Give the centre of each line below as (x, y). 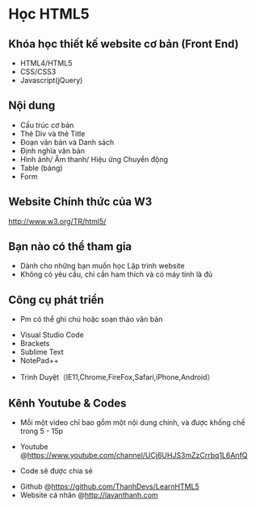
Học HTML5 (49, 14)
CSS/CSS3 (38, 72)
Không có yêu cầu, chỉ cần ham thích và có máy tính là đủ (116, 274)
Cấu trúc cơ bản (47, 125)
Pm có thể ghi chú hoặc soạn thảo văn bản (91, 319)
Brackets (35, 344)
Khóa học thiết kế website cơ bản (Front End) (124, 44)
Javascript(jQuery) (51, 80)
